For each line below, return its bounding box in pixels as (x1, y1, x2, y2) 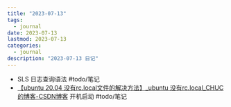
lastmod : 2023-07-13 (7, 36, 67, 43)
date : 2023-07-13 (7, 29, 58, 37)
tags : (7, 17, 23, 23)
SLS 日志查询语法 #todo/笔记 (17, 75, 101, 83)
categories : (7, 42, 42, 49)
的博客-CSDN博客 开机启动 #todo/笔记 (17, 92, 127, 100)
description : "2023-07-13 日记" (7, 55, 99, 62)
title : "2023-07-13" (7, 10, 67, 17)
